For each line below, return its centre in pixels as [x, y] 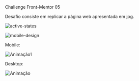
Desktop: [14, 64]
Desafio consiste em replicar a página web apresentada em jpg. [69, 16]
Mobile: [13, 45]
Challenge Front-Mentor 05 [33, 7]
